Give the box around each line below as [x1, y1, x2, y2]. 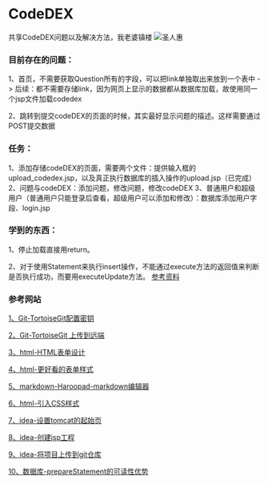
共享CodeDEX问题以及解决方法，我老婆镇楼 [8, 32, 153, 42]
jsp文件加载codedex [14, 94, 82, 104]
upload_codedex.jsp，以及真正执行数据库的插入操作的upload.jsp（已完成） [8, 173, 256, 183]
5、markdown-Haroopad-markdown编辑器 [8, 381, 150, 391]
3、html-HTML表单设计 [8, 348, 86, 357]
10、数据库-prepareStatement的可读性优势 [8, 466, 149, 477]
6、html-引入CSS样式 [8, 398, 80, 409]
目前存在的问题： [8, 54, 74, 65]
